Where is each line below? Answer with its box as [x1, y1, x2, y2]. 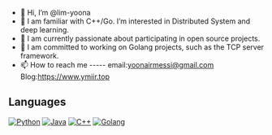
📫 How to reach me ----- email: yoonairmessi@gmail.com [19, 60, 214, 69]
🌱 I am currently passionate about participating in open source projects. [19, 33, 261, 43]
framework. [19, 51, 59, 60]
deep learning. [19, 25, 69, 34]
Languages [8, 95, 67, 109]
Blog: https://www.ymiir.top [19, 72, 110, 81]
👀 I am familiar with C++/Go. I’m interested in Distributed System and [19, 16, 251, 26]
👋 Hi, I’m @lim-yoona [19, 8, 91, 17]
